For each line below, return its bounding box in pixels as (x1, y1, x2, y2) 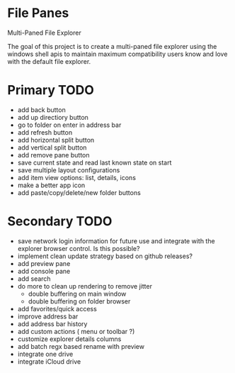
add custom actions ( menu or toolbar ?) (17, 327, 135, 335)
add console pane (17, 267, 71, 275)
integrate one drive (17, 350, 74, 358)
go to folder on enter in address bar (17, 121, 122, 129)
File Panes (7, 5, 69, 21)
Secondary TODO (7, 213, 113, 230)
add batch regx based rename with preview (17, 342, 145, 350)
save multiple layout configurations (17, 165, 120, 174)
